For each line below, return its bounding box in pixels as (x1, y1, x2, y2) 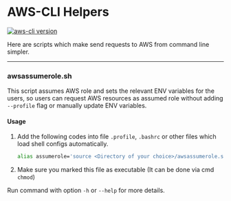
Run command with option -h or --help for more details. (7, 187, 165, 195)
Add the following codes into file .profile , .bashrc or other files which (16, 132, 217, 141)
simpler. (7, 47, 30, 56)
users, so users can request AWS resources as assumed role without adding (7, 94, 223, 103)
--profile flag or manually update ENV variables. (7, 101, 147, 110)
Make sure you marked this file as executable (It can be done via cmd (16, 166, 214, 174)
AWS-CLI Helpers (7, 4, 109, 20)
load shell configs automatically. (16, 140, 109, 148)
